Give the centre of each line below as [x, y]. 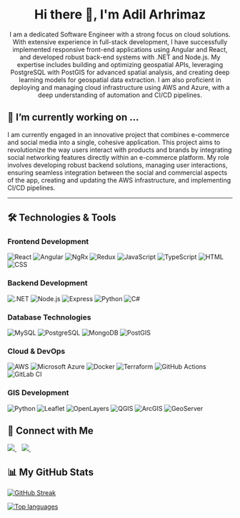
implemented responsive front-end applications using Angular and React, [120, 49]
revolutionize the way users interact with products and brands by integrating [120, 150]
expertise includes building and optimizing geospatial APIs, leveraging [120, 64]
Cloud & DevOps [36, 351]
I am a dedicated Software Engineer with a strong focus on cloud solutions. [120, 34]
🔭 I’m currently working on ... [73, 117]
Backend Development [47, 283]
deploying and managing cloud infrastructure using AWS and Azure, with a [120, 87]
